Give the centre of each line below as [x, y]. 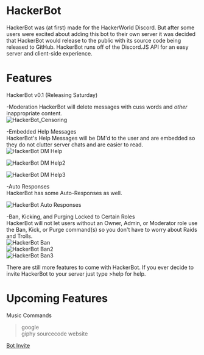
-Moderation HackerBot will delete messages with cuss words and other [97, 107]
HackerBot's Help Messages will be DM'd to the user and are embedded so [101, 138]
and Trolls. [19, 236]
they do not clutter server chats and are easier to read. [75, 145]
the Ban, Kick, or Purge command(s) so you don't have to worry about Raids [102, 229]
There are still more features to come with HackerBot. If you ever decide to [100, 267]
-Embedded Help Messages [41, 131]
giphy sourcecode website [55, 334]
